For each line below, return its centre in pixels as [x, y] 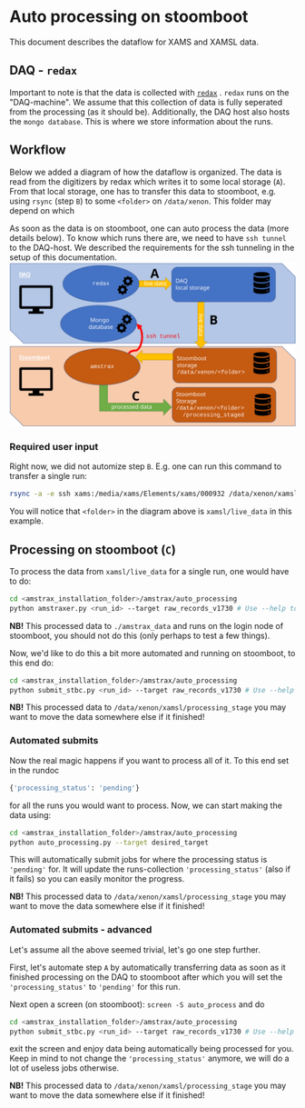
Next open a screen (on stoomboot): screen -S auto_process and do [137, 1004]
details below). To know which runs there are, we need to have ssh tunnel [148, 237]
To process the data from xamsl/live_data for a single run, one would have [149, 571]
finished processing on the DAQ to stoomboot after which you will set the [146, 977]
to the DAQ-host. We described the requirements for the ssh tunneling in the [152, 247]
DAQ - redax [43, 70]
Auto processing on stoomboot [129, 17]
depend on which [42, 210]
